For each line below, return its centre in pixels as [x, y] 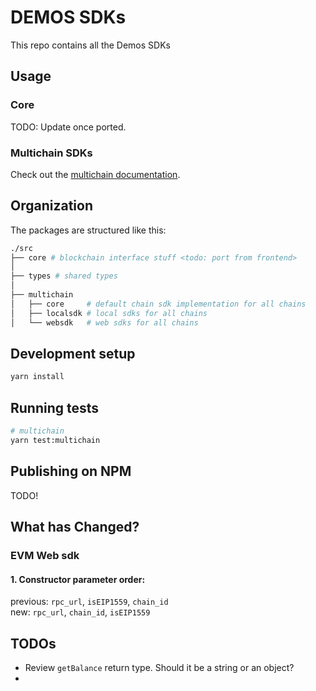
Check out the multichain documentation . [95, 174]
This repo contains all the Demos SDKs [90, 45]
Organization [51, 206]
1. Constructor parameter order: [78, 579]
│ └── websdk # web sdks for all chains [104, 322]
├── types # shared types [64, 276]
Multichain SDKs [51, 153]
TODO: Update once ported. [68, 127]
